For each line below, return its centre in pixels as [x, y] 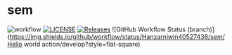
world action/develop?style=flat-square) [82, 44]
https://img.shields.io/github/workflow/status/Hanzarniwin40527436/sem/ [117, 36]
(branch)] [201, 29]
